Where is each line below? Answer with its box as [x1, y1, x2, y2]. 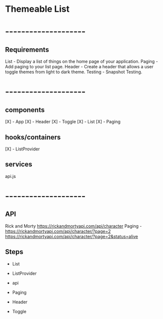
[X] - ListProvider [5, 146, 40, 152]
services [5, 160, 33, 169]
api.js [5, 173, 16, 179]
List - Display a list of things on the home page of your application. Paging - [5, 58, 158, 64]
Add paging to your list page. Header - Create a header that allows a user [5, 64, 154, 70]
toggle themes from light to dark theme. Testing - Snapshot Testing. [5, 69, 142, 75]
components [5, 106, 45, 114]
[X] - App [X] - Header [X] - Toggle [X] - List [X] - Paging [5, 119, 121, 125]
